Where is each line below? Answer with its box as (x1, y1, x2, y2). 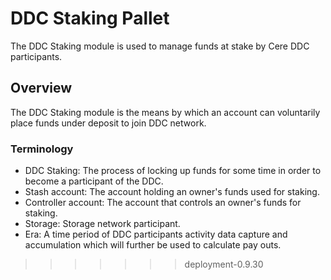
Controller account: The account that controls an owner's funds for (24, 197, 302, 209)
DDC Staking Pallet (10, 7, 170, 30)
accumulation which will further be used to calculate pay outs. (24, 239, 282, 251)
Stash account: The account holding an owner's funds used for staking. (24, 186, 320, 198)
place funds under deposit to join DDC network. (10, 117, 207, 129)
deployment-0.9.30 (184, 258, 264, 271)
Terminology (10, 142, 74, 156)
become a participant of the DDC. (24, 175, 164, 187)
